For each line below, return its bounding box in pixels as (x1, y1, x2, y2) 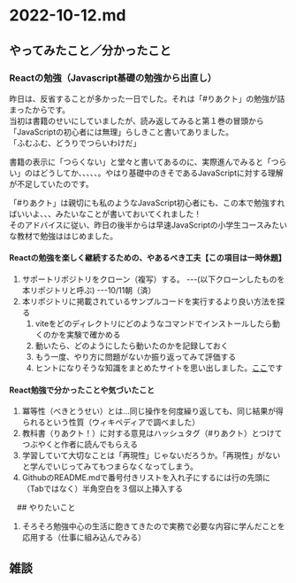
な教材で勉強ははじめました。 (9, 230, 118, 241)
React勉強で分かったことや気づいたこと (9, 385, 155, 395)
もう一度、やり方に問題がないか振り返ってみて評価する (34, 352, 237, 362)
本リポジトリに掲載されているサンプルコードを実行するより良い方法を (21, 296, 277, 307)
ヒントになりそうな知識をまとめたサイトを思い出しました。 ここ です (34, 362, 284, 373)
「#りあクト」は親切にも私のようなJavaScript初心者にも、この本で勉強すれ (9, 197, 285, 208)
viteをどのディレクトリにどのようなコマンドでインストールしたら (34, 318, 273, 329)
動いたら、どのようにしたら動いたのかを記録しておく (34, 340, 229, 351)
